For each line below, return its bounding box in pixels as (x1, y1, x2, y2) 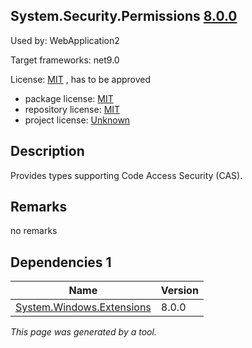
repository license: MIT (24, 103, 121, 115)
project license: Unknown (24, 114, 131, 126)
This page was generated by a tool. (10, 326, 157, 338)
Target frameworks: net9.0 (10, 54, 120, 66)
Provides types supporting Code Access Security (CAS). (10, 169, 243, 181)
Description (10, 143, 85, 160)
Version (160, 284, 199, 298)
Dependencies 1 (10, 254, 112, 271)
